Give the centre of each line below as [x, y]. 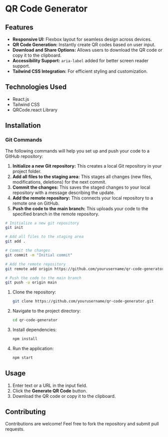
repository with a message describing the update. [63, 192]
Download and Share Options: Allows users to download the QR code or [87, 50]
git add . [15, 241]
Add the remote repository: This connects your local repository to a [83, 198]
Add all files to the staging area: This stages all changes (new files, [82, 177]
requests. [15, 429]
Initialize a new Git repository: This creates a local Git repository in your [87, 166]
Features [19, 27]
